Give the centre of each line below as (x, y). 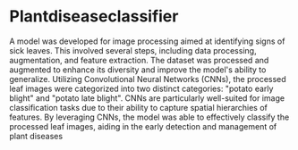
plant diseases (36, 136)
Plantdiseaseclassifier (94, 17)
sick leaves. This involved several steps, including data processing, (133, 50)
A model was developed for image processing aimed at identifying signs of (147, 41)
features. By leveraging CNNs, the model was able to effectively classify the (149, 117)
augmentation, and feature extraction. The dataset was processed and (139, 60)
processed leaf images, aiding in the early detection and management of (143, 126)
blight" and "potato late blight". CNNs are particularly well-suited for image (147, 98)
